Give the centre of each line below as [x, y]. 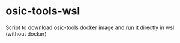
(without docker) [26, 33]
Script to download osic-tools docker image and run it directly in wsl [90, 27]
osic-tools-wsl [43, 11]
